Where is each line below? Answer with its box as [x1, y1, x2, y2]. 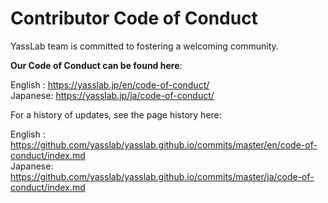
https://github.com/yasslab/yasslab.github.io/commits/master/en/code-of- [10, 138, 318, 151]
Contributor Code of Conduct [10, 7, 258, 30]
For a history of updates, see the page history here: [10, 108, 222, 121]
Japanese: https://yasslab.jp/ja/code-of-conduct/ [10, 89, 215, 101]
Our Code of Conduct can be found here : [10, 59, 183, 71]
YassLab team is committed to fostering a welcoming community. [10, 40, 279, 52]
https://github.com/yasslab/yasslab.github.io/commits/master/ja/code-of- [10, 170, 315, 182]
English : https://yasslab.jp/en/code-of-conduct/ [10, 78, 210, 91]
